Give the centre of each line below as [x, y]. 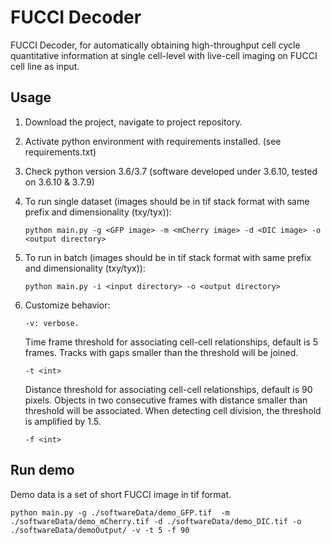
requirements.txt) [60, 152]
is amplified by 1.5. [63, 421]
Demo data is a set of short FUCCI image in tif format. [121, 494]
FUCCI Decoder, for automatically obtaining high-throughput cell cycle [155, 45]
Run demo [42, 470]
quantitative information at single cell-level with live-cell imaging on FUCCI [164, 55]
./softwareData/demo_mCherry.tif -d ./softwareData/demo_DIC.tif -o [156, 521]
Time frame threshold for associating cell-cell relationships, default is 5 [171, 342]
